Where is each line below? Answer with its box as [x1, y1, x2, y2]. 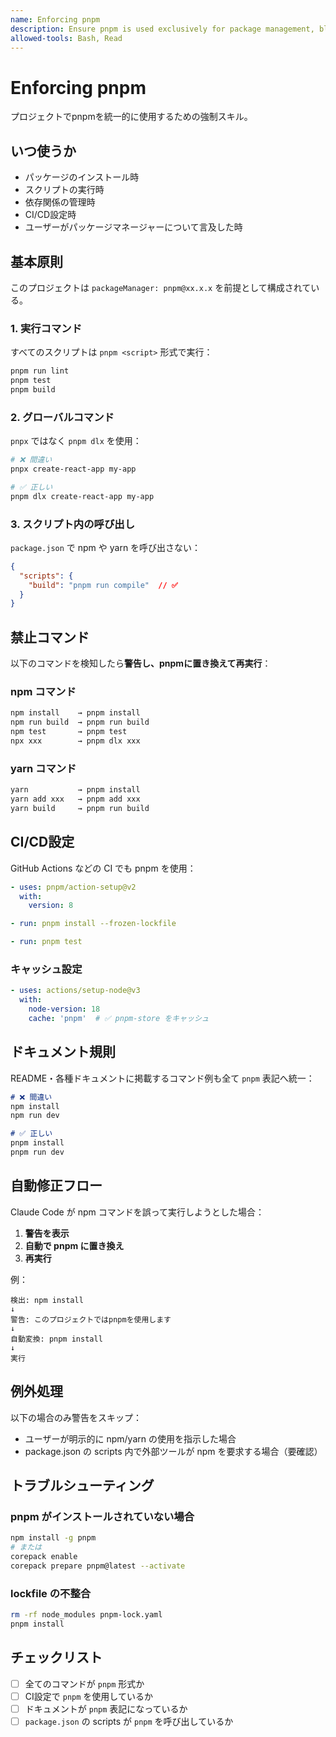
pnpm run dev [10, 1147, 65, 1158]
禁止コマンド [10, 629, 90, 646]
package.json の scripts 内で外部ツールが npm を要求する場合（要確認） [24, 1445, 323, 1457]
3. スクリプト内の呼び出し [10, 517, 136, 531]
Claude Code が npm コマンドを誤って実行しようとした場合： [10, 1206, 265, 1218]
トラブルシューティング [10, 1477, 155, 1494]
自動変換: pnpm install [10, 1334, 103, 1344]
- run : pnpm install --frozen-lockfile [10, 919, 177, 929]
